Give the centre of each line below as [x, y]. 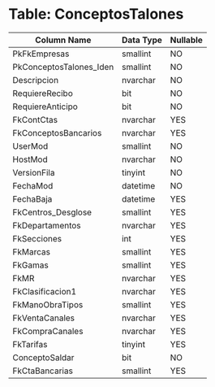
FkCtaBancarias [43, 371]
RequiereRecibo [43, 93]
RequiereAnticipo [45, 107]
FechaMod [33, 185]
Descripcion [36, 80]
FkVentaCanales [44, 318]
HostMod [30, 159]
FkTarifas [30, 344]
